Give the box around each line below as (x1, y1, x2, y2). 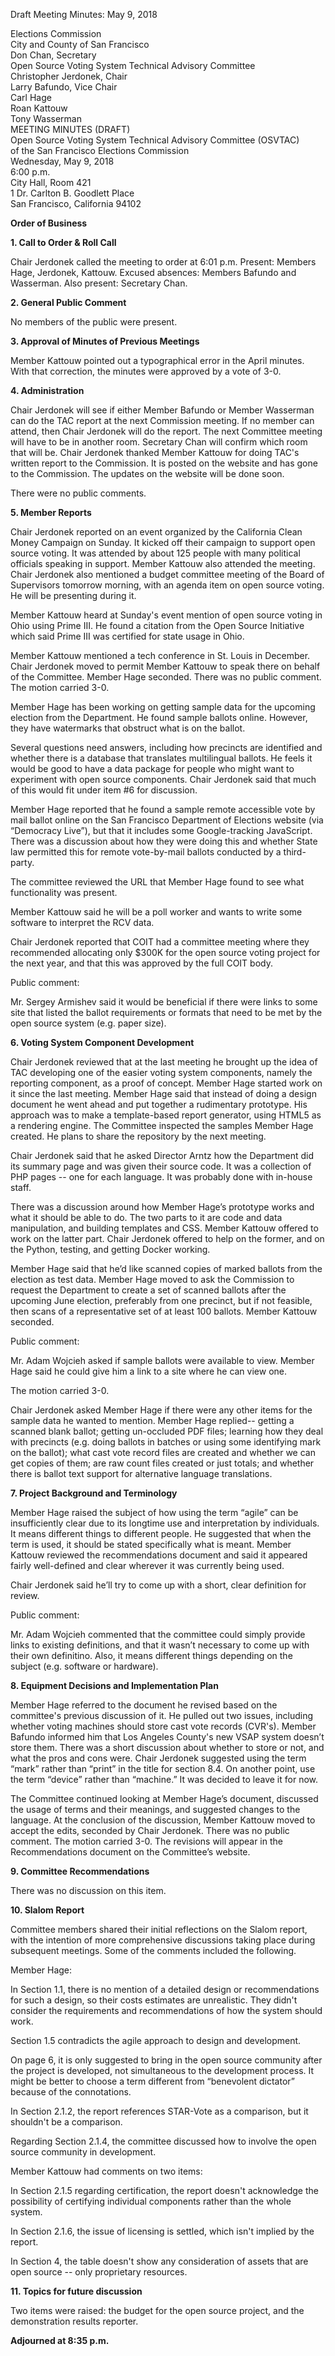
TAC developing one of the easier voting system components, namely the (10, 1067, 313, 1078)
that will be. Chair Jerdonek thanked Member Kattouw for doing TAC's (10, 447, 300, 458)
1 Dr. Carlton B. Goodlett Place (10, 187, 135, 199)
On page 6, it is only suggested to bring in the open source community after (10, 2054, 323, 2066)
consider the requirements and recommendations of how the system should (10, 2005, 323, 2016)
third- (283, 846, 307, 858)
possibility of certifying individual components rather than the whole (10, 2195, 292, 2207)
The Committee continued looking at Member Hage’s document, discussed (10, 1793, 319, 1804)
